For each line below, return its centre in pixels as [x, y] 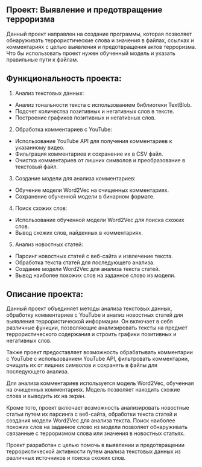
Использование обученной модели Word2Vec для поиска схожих [100, 220]
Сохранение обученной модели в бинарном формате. [85, 196]
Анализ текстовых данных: [49, 93]
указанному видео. [40, 147]
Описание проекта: [45, 294]
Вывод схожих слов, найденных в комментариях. [79, 232]
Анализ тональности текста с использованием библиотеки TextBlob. [103, 104]
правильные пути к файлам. [42, 59]
